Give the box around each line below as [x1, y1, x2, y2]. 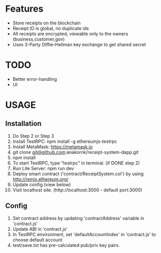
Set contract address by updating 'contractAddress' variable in [12, 215, 145, 221]
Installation [5, 119, 42, 128]
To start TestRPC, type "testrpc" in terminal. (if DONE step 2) [12, 160, 140, 166]
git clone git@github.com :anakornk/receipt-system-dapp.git [12, 149, 139, 155]
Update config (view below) [12, 181, 71, 187]
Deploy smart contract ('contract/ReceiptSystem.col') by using [12, 171, 144, 177]
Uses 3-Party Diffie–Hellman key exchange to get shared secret [12, 41, 146, 47]
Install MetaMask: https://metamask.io [12, 143, 93, 150]
